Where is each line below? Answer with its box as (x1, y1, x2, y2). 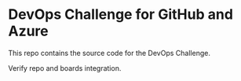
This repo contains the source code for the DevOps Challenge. (8, 48, 210, 57)
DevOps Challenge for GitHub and (8, 6, 234, 24)
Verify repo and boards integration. (8, 63, 122, 72)
